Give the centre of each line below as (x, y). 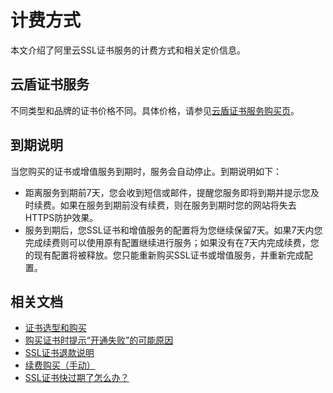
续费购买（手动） (60, 365)
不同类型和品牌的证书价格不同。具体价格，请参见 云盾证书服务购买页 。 (155, 110)
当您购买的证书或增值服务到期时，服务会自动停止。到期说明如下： (146, 171)
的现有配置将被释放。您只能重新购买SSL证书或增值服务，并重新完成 (164, 255)
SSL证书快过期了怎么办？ (77, 378)
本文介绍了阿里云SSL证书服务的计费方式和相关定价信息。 (128, 50)
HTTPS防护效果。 (61, 217)
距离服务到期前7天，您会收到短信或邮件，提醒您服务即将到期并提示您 (167, 192)
